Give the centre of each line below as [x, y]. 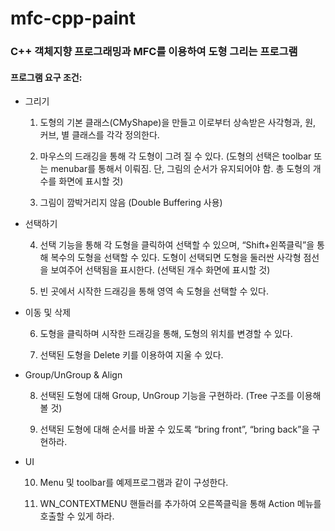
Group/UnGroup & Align [73, 375]
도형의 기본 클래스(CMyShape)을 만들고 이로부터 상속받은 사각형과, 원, [178, 123]
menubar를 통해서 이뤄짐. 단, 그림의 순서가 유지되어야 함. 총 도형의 [180, 169]
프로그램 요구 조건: [46, 77]
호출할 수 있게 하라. [77, 516]
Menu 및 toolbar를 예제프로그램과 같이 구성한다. [134, 483]
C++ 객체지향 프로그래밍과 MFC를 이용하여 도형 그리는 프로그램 [154, 52]
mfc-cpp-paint [73, 18]
